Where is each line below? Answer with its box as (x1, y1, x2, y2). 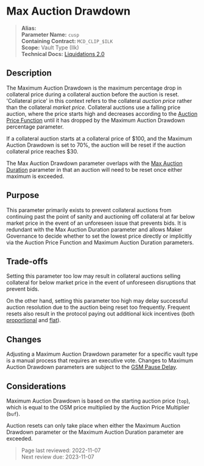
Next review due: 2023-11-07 (21, 453, 94, 461)
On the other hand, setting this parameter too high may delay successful (6, 297, 188, 305)
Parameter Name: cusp (21, 30, 80, 38)
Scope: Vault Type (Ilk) (21, 44, 79, 51)
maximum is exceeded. (6, 172, 65, 180)
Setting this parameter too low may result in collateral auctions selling (6, 272, 181, 280)
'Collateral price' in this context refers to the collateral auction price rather (6, 97, 192, 104)
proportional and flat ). (6, 317, 62, 324)
